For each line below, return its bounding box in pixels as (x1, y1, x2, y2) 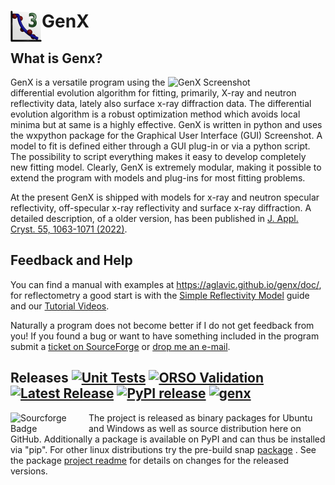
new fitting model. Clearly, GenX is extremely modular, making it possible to (10, 161, 322, 173)
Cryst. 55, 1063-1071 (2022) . (10, 223, 128, 235)
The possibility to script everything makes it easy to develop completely (10, 151, 307, 162)
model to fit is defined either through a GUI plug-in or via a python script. (10, 140, 311, 152)
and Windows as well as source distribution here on (88, 422, 302, 434)
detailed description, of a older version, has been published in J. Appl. (10, 213, 299, 224)
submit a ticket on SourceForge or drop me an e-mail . (10, 340, 231, 352)
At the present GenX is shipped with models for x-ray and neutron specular (10, 191, 320, 203)
